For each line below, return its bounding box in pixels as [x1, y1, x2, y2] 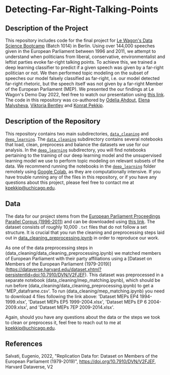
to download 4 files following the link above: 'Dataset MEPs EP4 [5, 293, 139, 299]
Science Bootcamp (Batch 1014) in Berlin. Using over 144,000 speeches [5, 43, 155, 49]
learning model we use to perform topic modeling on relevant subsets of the [5, 157, 164, 164]
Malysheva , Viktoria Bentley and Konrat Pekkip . [5, 102, 104, 108]
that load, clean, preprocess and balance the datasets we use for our [5, 141, 150, 147]
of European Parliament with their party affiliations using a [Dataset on [5, 255, 152, 261]
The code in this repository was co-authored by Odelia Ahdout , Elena [5, 97, 150, 103]
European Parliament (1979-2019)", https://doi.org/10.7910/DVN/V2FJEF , [5, 358, 156, 365]
